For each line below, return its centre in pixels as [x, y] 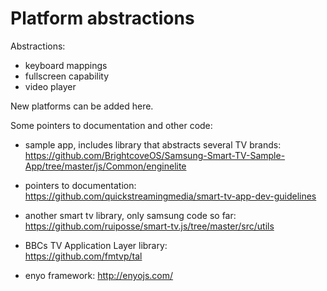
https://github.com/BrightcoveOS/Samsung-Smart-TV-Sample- [155, 155]
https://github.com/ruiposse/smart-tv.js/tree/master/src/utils [149, 226]
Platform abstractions [102, 18]
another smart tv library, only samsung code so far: [130, 215]
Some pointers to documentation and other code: [111, 125]
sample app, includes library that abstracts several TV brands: [153, 144]
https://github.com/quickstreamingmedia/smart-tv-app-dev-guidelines [170, 196]
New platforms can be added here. [82, 106]
